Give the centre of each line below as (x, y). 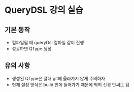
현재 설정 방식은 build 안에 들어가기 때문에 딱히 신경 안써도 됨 (70, 85)
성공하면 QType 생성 (32, 49)
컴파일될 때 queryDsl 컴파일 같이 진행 (48, 43)
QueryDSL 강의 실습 (44, 10)
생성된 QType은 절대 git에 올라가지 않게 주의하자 (58, 78)
